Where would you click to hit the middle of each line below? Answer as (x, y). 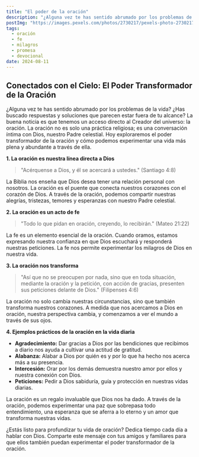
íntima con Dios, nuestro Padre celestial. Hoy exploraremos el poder (89, 134)
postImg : (17, 23)
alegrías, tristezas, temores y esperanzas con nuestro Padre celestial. (91, 201)
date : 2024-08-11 (28, 61)
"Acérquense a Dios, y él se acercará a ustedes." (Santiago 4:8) (98, 170)
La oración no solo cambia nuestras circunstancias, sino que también (91, 302)
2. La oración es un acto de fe (43, 212)
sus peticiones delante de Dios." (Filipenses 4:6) (80, 290)
